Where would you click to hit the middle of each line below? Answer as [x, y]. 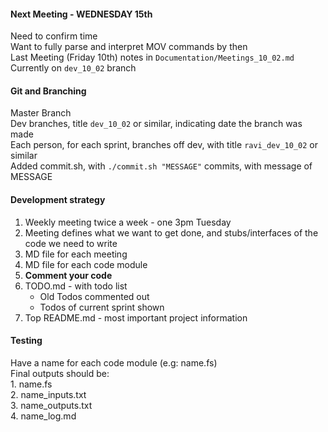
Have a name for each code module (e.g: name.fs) [114, 362]
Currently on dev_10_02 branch [73, 68]
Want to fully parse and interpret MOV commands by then [129, 47]
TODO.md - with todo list [76, 286]
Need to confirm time [54, 36]
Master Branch [41, 113]
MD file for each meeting [76, 254]
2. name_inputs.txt [48, 394]
